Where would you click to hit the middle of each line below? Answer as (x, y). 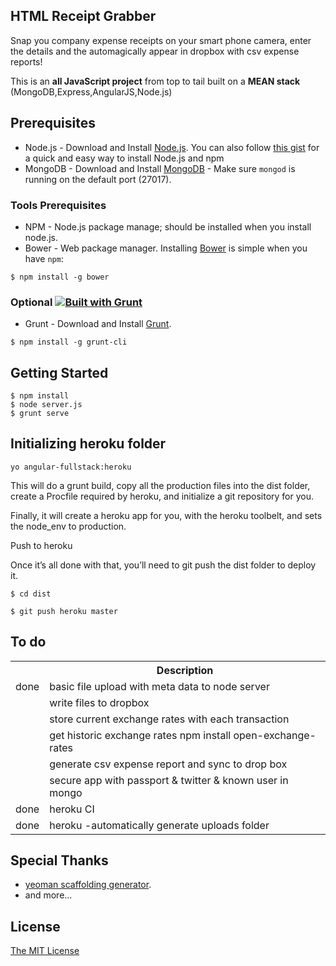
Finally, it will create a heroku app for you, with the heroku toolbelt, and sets (166, 515)
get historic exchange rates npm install (140, 735)
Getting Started (59, 372)
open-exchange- (275, 735)
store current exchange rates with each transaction (169, 719)
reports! (26, 61)
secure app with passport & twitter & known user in (169, 780)
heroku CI (72, 809)
